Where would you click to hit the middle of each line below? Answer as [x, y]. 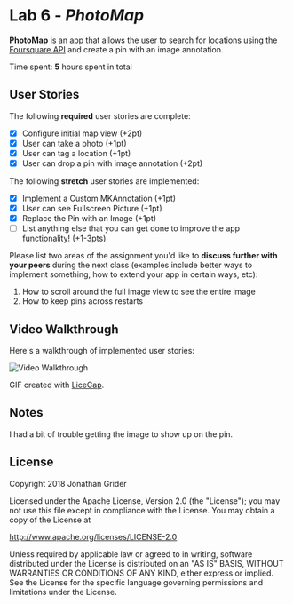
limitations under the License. [63, 592]
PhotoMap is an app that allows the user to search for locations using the [143, 40]
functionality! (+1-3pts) [64, 238]
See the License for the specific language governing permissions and [136, 582]
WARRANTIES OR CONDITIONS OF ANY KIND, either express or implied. [141, 573]
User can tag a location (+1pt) [76, 153]
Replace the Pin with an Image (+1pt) [89, 219]
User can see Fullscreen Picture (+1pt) [92, 209]
